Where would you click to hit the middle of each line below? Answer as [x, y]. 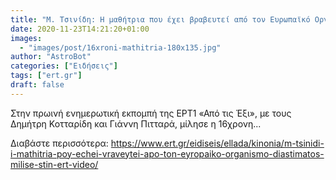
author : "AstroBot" [51, 57]
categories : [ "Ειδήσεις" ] [64, 66]
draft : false [37, 85]
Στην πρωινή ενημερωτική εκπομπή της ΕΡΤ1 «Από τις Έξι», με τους [151, 113]
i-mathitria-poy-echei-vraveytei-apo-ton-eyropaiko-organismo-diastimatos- [167, 153]
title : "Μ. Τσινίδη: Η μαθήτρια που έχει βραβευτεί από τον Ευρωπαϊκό [160, 19]
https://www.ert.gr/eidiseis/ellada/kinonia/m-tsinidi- [217, 143]
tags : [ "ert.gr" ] [46, 76]
